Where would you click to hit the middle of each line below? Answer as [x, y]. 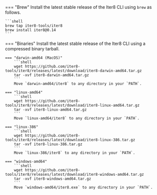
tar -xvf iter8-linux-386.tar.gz [48, 144]
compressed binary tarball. [32, 49]
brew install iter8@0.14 [31, 30]
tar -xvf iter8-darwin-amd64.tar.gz [52, 75]
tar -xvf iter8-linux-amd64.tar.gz [50, 110]
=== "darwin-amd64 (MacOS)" [34, 58]
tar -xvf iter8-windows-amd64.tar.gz [53, 179]
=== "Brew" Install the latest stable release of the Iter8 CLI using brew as [78, 7]
